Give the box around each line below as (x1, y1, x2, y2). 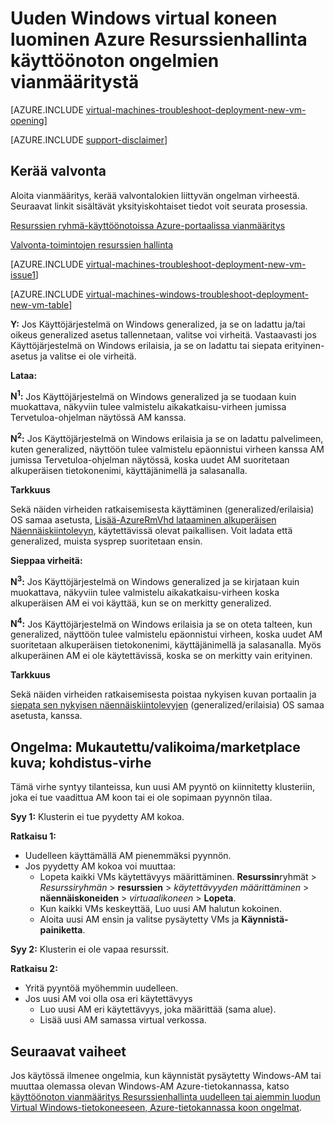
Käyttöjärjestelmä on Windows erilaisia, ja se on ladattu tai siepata (10, 339, 283, 351)
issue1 (10, 268, 36, 281)
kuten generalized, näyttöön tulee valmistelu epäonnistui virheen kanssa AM (10, 443, 325, 456)
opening (10, 114, 45, 126)
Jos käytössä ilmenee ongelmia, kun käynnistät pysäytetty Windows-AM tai (10, 1070, 322, 1081)
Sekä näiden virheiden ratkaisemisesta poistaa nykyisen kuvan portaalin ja (10, 688, 317, 701)
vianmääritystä (10, 71, 140, 94)
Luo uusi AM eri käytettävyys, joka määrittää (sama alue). (39, 1003, 277, 1016)
